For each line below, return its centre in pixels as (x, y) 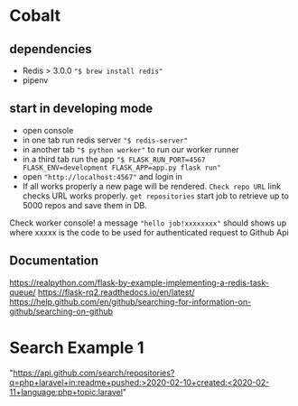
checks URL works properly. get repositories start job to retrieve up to (155, 196)
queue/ (23, 292)
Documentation (54, 261)
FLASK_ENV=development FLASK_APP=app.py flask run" (121, 168)
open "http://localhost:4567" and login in (102, 176)
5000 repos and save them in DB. (84, 205)
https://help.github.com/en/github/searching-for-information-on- (130, 301)
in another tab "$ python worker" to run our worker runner (130, 149)
